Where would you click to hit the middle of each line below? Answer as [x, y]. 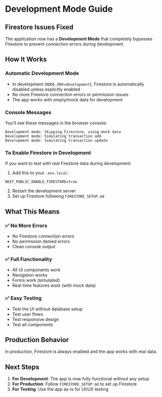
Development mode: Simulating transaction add [53, 136]
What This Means [32, 211]
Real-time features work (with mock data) [54, 285]
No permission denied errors [41, 241]
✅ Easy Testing [23, 298]
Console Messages [28, 112]
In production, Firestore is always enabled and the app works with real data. [81, 351]
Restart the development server [44, 191]
